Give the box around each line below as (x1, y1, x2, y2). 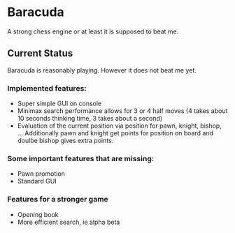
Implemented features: (7, 83, 87, 93)
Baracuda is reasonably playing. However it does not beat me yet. (7, 66, 197, 74)
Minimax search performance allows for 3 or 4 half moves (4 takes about (17, 107, 228, 115)
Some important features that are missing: (7, 153, 155, 163)
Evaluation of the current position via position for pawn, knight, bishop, (17, 121, 222, 130)
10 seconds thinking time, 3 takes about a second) (17, 114, 163, 123)
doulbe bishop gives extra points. (17, 137, 114, 145)
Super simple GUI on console (17, 99, 102, 108)
